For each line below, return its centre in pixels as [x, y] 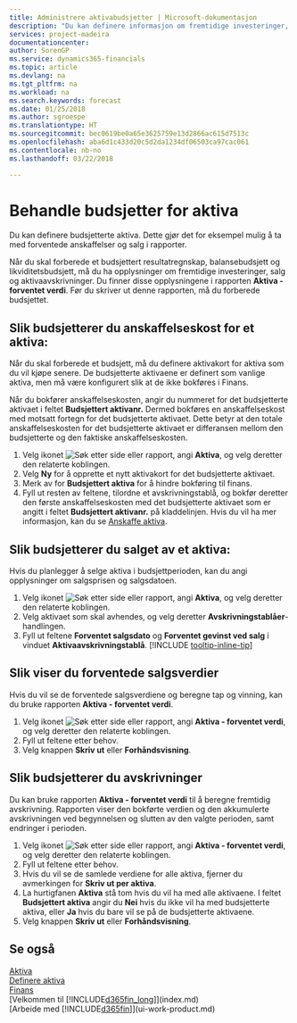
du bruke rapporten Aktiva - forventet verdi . [91, 704]
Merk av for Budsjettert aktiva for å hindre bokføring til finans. [137, 484]
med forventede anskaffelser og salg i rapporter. [98, 245]
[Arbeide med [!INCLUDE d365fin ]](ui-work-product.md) [112, 1009]
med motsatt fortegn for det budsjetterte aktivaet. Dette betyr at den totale [146, 419]
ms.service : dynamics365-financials [77, 59]
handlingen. [44, 627]
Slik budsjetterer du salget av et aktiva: [120, 549]
